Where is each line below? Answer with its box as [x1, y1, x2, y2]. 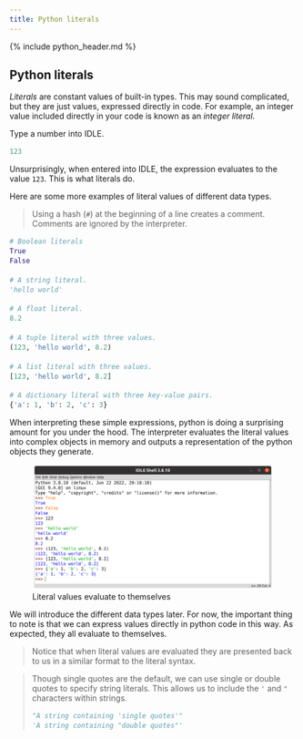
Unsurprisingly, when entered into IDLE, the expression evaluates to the [9, 164, 278, 175]
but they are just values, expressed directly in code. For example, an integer [9, 101, 294, 112]
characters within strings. [31, 693, 127, 703]
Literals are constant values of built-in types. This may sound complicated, [9, 91, 289, 102]
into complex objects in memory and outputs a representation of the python [9, 436, 293, 447]
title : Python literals [9, 15, 100, 24]
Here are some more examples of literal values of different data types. [9, 191, 272, 202]
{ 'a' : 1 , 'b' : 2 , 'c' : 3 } [9, 401, 107, 410]
